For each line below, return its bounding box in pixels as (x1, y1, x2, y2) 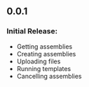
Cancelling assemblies (16, 72, 82, 80)
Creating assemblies (16, 49, 76, 58)
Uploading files (16, 57, 61, 65)
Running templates (16, 64, 71, 72)
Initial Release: (6, 26, 57, 36)
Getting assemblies (16, 42, 73, 51)
